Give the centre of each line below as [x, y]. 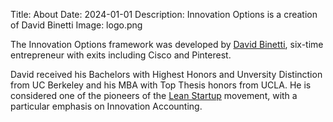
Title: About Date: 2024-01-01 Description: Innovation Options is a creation [164, 14]
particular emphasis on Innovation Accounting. [106, 106]
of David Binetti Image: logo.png [76, 25]
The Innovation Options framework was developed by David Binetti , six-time [167, 44]
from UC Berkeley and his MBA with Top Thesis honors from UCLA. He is [161, 85]
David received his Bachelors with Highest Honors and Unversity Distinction [166, 74]
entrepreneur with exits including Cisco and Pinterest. [121, 55]
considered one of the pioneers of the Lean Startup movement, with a [154, 95]
